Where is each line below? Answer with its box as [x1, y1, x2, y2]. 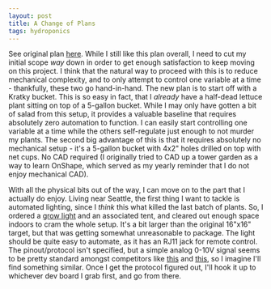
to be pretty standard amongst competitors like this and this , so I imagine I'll [8, 254, 261, 264]
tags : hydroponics [8, 27, 70, 35]
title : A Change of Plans [8, 19, 95, 28]
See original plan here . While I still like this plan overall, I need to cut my [8, 49, 247, 59]
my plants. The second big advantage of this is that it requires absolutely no [8, 135, 261, 145]
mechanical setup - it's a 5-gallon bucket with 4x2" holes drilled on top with [8, 143, 261, 154]
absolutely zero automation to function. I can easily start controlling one [8, 118, 248, 128]
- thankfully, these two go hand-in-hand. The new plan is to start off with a [8, 83, 257, 93]
